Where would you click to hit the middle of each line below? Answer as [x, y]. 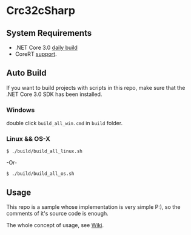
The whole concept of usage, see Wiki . [55, 225]
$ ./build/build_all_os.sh [40, 174]
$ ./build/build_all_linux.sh [45, 152]
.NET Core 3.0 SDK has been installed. [54, 94]
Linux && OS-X [28, 139]
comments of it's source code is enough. [58, 214]
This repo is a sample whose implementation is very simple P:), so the [93, 207]
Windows [21, 110]
